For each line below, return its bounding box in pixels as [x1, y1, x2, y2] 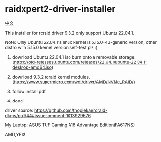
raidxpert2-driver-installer [5, 3, 115, 15]
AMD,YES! [5, 131, 26, 137]
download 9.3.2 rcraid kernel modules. [12, 74, 90, 80]
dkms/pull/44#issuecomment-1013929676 [5, 112, 91, 118]
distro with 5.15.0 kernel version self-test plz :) [5, 44, 98, 50]
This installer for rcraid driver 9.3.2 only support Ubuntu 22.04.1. [5, 30, 135, 36]
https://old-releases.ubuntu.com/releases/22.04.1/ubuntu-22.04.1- [14, 59, 148, 65]
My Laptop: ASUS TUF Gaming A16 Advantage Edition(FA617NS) [5, 122, 135, 128]
